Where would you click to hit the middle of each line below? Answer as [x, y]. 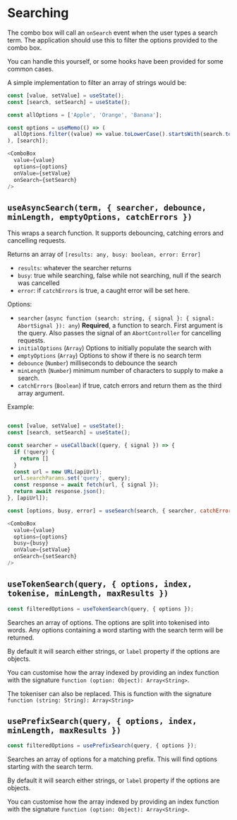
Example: [21, 407]
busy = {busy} [31, 543]
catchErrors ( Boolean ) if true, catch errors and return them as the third [120, 386]
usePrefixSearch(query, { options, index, [102, 721]
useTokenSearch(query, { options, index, [100, 584]
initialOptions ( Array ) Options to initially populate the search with [114, 348]
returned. [21, 637]
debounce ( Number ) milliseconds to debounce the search [97, 363]
